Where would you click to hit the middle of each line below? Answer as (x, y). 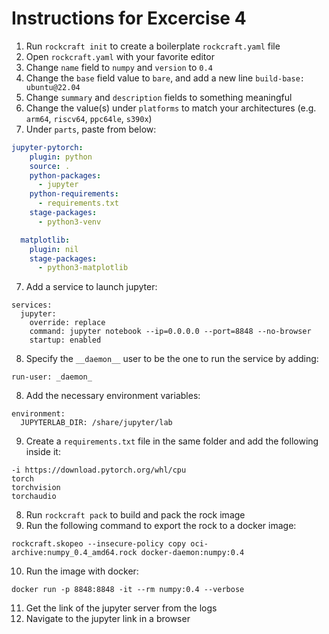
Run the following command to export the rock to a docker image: (161, 526)
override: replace (67, 323)
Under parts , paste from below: (91, 129)
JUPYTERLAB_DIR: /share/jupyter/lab (96, 423)
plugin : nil (54, 249)
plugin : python (61, 157)
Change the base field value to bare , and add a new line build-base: (165, 78)
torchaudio (34, 497)
